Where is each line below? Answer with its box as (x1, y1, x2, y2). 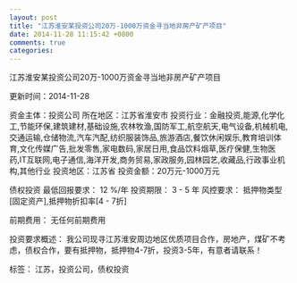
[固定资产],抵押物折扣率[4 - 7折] (9, 196, 127, 206)
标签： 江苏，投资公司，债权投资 (9, 264, 130, 275)
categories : (9, 46, 54, 55)
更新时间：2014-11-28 (9, 91, 90, 102)
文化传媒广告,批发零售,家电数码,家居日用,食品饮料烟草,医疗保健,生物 (19, 144, 268, 154)
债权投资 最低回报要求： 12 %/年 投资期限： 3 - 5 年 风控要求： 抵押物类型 (9, 185, 283, 196)
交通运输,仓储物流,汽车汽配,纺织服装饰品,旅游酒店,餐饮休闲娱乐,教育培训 (9, 132, 275, 143)
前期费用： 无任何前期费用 (9, 215, 106, 226)
